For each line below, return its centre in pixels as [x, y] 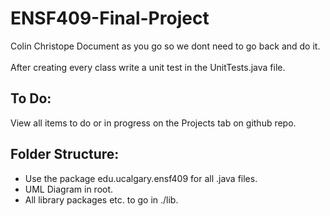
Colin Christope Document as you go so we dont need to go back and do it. [165, 46]
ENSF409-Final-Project [110, 18]
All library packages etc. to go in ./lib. [101, 199]
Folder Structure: [65, 154]
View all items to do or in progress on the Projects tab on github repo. [153, 123]
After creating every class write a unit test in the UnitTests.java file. [148, 67]
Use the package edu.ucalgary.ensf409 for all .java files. [141, 178]
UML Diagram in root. [69, 189]
